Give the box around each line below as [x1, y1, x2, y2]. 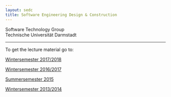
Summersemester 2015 [5, 76, 54, 82]
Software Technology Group [5, 26, 65, 32]
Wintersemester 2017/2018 [5, 56, 62, 62]
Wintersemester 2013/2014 [5, 86, 62, 92]
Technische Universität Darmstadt [5, 32, 77, 38]
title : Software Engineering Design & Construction [5, 12, 117, 17]
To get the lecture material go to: [5, 46, 74, 53]
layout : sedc [5, 7, 33, 13]
